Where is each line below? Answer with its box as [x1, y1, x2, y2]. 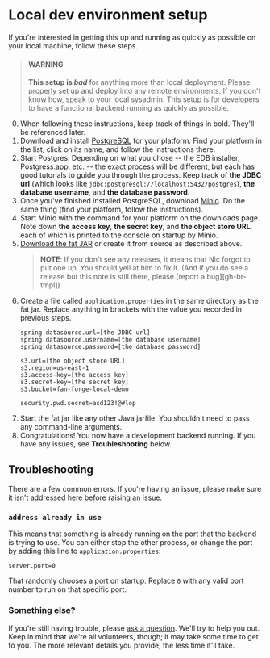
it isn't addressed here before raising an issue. [8, 492, 163, 502]
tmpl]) [39, 280, 60, 290]
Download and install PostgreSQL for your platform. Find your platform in [19, 136, 262, 146]
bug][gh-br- [206, 272, 247, 282]
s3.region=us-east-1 [19, 364, 89, 372]
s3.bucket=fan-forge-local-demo [19, 385, 129, 393]
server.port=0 [8, 562, 56, 570]
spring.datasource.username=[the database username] [19, 336, 201, 344]
